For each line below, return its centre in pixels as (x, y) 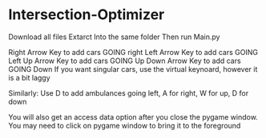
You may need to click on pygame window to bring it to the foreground (125, 125)
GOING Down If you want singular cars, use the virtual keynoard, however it (133, 69)
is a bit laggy (29, 77)
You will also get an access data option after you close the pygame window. (133, 116)
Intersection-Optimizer (87, 15)
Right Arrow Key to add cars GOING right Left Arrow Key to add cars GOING (133, 52)
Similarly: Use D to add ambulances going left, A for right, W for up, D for (129, 93)
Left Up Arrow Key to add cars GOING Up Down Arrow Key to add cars (125, 61)
